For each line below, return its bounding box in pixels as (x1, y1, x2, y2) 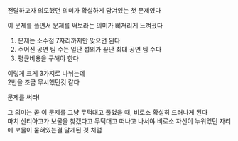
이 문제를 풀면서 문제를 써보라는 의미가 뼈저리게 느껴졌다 (7, 21, 163, 30)
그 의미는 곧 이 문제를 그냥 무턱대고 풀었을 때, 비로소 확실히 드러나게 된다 (7, 108, 208, 116)
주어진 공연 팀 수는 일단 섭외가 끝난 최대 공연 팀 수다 (17, 45, 162, 53)
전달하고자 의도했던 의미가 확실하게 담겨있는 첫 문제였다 (7, 6, 161, 14)
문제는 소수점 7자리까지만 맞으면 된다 (17, 36, 121, 45)
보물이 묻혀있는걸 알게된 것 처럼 (14, 126, 102, 134)
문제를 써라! (7, 93, 40, 101)
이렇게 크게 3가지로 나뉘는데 (7, 69, 86, 77)
